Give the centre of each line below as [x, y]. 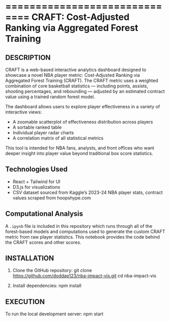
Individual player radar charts [43, 133]
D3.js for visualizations [36, 187]
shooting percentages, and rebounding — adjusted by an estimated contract [85, 91]
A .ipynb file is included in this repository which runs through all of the [79, 226]
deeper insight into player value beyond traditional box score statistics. [79, 153]
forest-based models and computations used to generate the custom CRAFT [85, 231]
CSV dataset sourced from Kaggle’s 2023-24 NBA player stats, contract [88, 192]
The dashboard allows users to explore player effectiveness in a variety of [83, 107]
